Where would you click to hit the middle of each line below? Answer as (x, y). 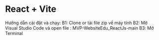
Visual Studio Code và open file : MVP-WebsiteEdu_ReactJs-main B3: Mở (79, 28)
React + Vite (31, 9)
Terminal (14, 33)
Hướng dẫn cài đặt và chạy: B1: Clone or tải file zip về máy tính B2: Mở (76, 23)
